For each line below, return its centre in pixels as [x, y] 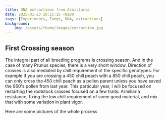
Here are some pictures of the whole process [51, 111]
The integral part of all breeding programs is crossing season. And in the [79, 60]
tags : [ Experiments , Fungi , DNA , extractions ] [54, 19]
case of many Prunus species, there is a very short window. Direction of [79, 65]
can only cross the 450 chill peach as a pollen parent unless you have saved [83, 81]
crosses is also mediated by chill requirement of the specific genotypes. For [83, 70]
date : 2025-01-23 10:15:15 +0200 [40, 14]
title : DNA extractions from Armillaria [48, 10]
